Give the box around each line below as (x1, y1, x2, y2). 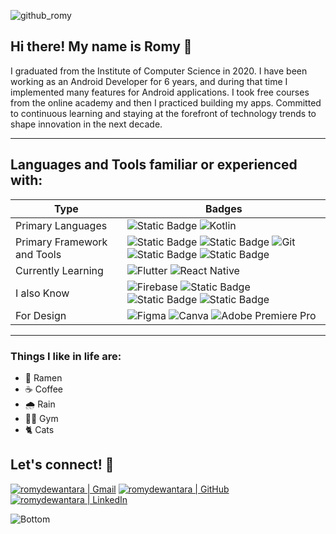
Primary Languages (15, 218, 108, 232)
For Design (15, 308, 67, 322)
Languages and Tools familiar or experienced (10, 156, 298, 174)
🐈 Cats (24, 423, 55, 435)
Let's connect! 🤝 (10, 456, 115, 474)
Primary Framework (15, 235, 108, 249)
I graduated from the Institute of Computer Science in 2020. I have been (10, 65, 308, 77)
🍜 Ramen (24, 371, 63, 384)
